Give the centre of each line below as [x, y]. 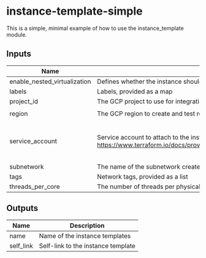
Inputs [19, 54]
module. [17, 34]
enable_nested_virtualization [50, 81]
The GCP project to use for [135, 101]
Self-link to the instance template [87, 246]
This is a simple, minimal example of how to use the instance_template [95, 28]
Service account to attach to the [143, 138]
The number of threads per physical [149, 186]
